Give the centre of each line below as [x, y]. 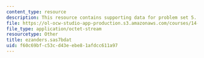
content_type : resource [36, 12]
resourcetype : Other [32, 34]
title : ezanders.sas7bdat [39, 40]
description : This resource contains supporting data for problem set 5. [102, 18]
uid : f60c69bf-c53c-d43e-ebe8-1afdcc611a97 [62, 46]
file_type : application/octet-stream [54, 29]
